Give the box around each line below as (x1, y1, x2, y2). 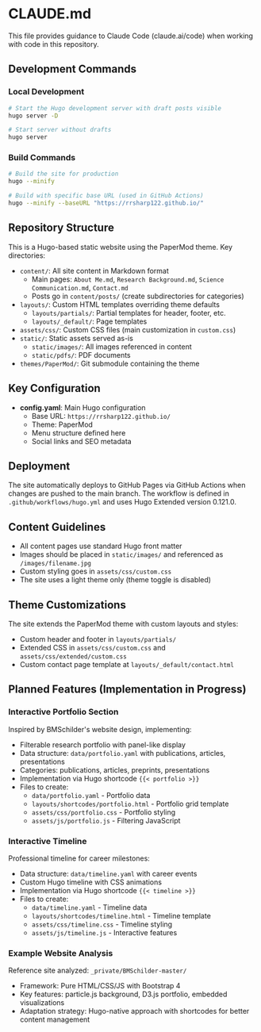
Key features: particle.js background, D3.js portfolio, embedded (19, 989, 228, 999)
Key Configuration (8, 382, 101, 395)
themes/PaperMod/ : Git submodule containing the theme (19, 359, 200, 368)
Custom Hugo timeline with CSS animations (19, 877, 163, 887)
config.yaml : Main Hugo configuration (19, 402, 146, 412)
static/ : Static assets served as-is (19, 333, 133, 343)
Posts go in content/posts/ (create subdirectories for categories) (31, 291, 244, 301)
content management (19, 1015, 90, 1024)
